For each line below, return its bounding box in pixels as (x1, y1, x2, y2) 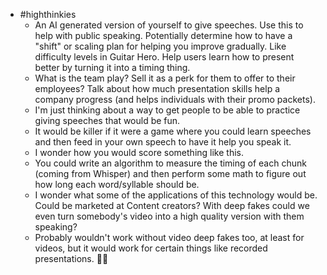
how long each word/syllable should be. (34, 179, 200, 190)
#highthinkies (19, 9, 77, 20)
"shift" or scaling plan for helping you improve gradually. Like (34, 40, 287, 52)
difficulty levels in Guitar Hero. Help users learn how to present (34, 51, 295, 63)
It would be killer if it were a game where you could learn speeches (34, 125, 312, 137)
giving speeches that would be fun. (34, 115, 181, 126)
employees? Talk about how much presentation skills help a (34, 83, 281, 94)
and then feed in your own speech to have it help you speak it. (34, 136, 292, 148)
